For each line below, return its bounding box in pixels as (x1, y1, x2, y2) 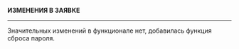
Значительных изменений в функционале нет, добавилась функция (7, 26, 212, 35)
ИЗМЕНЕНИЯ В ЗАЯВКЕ (7, 6, 80, 14)
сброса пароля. (7, 34, 55, 42)
